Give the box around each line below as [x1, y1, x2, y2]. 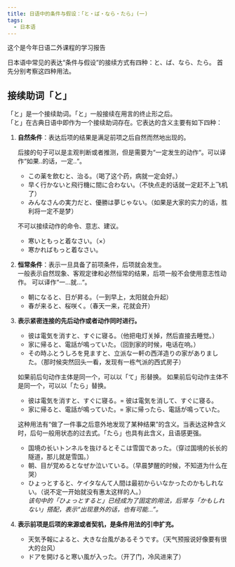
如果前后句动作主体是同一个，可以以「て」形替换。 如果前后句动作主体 [17, 373, 222, 381]
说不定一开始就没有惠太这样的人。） [43, 488, 145, 496]
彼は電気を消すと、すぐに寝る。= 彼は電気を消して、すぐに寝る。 [27, 396, 218, 405]
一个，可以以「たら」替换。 [29, 382, 110, 390]
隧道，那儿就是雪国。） [27, 453, 93, 461]
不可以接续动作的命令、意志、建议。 [17, 222, 123, 230]
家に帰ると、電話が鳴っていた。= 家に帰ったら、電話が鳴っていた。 [27, 405, 224, 414]
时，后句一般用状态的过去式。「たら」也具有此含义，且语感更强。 [17, 429, 206, 437]
